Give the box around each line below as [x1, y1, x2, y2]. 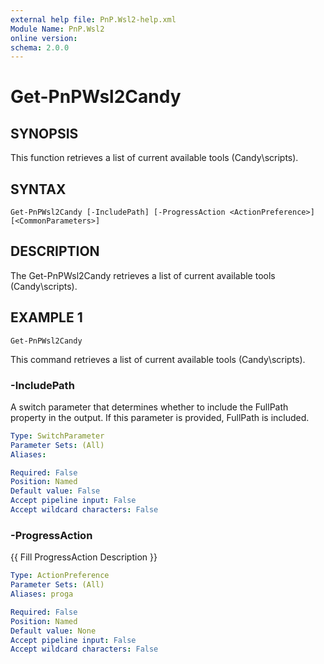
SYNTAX [10, 181, 67, 198]
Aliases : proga [10, 589, 74, 600]
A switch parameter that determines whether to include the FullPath [10, 401, 289, 413]
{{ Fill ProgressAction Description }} [10, 551, 158, 563]
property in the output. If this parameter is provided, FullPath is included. [10, 411, 310, 423]
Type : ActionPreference [10, 571, 110, 581]
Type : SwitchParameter [10, 431, 105, 441]
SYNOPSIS [10, 125, 79, 142]
